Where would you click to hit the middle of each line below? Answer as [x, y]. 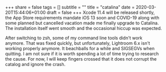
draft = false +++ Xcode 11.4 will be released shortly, [101, 12]
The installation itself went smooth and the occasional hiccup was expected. [83, 28]
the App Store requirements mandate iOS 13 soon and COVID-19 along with [82, 18]
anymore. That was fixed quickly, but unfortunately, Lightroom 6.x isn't [78, 43]
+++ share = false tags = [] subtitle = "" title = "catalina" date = [70, 7]
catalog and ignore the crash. [35, 64]
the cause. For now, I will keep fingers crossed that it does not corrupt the [81, 59]
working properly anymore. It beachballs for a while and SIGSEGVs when [80, 48]
